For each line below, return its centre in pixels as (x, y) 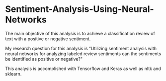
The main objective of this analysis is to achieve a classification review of (80, 33)
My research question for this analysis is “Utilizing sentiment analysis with (81, 48)
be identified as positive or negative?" (44, 59)
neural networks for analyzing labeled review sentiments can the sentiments (83, 54)
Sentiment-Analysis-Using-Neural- (80, 9)
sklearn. (13, 74)
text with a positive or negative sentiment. (48, 39)
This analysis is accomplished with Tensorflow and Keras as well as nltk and (83, 69)
